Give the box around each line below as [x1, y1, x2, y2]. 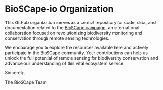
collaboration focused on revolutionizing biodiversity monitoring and [5, 30, 143, 36]
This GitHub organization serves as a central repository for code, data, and [5, 20, 156, 25]
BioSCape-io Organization [5, 3, 114, 15]
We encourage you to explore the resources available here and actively [5, 45, 148, 50]
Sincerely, [5, 69, 25, 75]
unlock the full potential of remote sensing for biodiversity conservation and [5, 55, 158, 61]
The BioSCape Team [5, 79, 47, 85]
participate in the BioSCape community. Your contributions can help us [5, 50, 148, 56]
